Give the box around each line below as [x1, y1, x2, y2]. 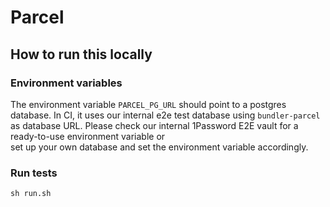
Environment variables [10, 76, 123, 90]
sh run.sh [10, 189, 52, 199]
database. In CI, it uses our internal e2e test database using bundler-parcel [10, 109, 321, 121]
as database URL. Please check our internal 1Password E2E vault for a [10, 119, 299, 131]
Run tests [10, 166, 58, 180]
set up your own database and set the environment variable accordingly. [10, 141, 309, 153]
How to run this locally [10, 46, 153, 63]
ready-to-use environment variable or [10, 130, 166, 142]
